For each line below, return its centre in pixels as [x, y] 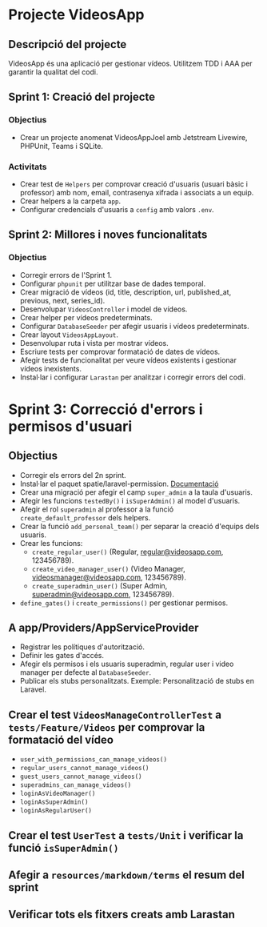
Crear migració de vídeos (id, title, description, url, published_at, [126, 292]
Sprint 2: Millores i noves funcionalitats [108, 235]
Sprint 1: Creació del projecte [82, 97]
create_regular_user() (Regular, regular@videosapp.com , [128, 552]
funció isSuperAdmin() [64, 847]
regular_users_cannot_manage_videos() [84, 768]
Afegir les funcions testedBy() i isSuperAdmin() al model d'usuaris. [130, 500]
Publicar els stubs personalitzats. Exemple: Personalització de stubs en [137, 681]
